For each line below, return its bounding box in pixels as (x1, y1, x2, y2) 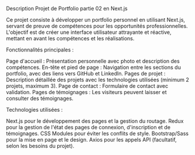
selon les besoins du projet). (6, 143, 74, 149)
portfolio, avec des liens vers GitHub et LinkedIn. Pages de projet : (6, 70, 166, 77)
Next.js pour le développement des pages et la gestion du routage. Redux (6, 118, 184, 125)
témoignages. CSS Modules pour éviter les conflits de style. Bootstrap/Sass (6, 130, 189, 137)
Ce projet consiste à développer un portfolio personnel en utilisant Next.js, (6, 16, 186, 23)
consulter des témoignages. (6, 95, 74, 102)
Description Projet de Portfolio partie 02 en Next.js (6, 5, 128, 12)
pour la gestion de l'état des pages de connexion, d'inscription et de (6, 124, 171, 130)
